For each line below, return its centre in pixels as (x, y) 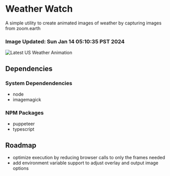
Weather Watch (39, 9)
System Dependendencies (39, 83)
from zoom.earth (23, 28)
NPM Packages (25, 112)
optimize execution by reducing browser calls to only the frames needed (89, 158)
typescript (23, 129)
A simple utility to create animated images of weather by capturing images (83, 23)
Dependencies (29, 68)
